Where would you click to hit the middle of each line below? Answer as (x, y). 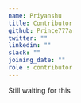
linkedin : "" (30, 46)
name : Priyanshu (35, 16)
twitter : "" (28, 38)
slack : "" (25, 53)
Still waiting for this (40, 90)
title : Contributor (40, 23)
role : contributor (40, 68)
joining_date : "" (37, 61)
